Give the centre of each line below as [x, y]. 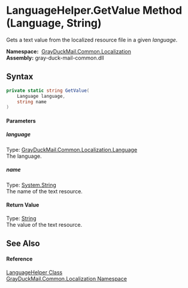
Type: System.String [31, 185]
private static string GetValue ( [48, 91]
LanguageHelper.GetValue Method [94, 10]
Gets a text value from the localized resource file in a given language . [92, 40]
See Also [23, 244]
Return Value [23, 205]
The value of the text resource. [44, 224]
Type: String [21, 218]
